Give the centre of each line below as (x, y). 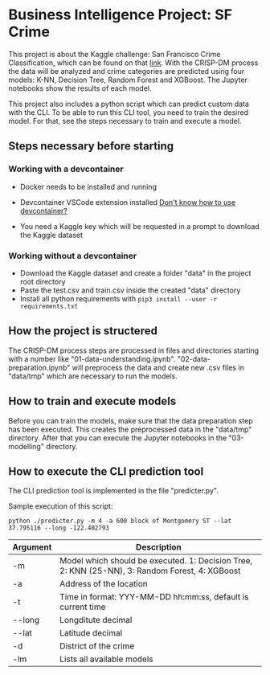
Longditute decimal (96, 620)
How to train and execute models (92, 401)
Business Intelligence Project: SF (121, 15)
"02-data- (194, 358)
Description (159, 547)
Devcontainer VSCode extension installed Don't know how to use (127, 202)
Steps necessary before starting (91, 146)
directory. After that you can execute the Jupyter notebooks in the (118, 438)
